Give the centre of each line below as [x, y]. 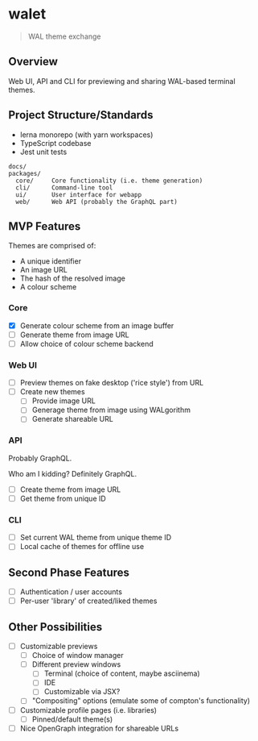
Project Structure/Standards [81, 115]
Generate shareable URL [73, 419]
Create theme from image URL [70, 489]
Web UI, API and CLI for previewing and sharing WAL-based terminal [122, 81]
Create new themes [53, 392]
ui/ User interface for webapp [79, 194]
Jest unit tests [43, 152]
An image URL [44, 270]
